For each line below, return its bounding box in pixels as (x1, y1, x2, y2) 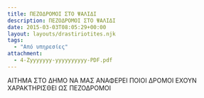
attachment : (7, 50, 43, 58)
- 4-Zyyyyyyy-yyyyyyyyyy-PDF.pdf (14, 57, 113, 64)
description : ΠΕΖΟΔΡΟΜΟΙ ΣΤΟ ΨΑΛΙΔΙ (7, 17, 116, 24)
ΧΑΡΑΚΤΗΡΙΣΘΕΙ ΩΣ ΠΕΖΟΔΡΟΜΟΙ (7, 83, 112, 92)
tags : (7, 37, 23, 44)
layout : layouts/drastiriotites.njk (7, 30, 116, 38)
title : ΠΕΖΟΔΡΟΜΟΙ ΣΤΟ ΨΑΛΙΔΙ (7, 10, 97, 18)
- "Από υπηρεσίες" (14, 43, 69, 50)
